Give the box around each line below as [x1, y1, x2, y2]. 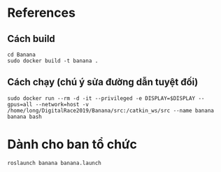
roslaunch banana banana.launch [7, 159, 101, 166]
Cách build [7, 33, 56, 45]
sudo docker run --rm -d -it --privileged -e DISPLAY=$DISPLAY [7, 94, 196, 102]
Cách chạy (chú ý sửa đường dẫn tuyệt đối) [7, 76, 199, 88]
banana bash [7, 113, 42, 120]
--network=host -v [35, 101, 90, 108]
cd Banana [7, 51, 36, 58]
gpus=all [7, 101, 33, 108]
